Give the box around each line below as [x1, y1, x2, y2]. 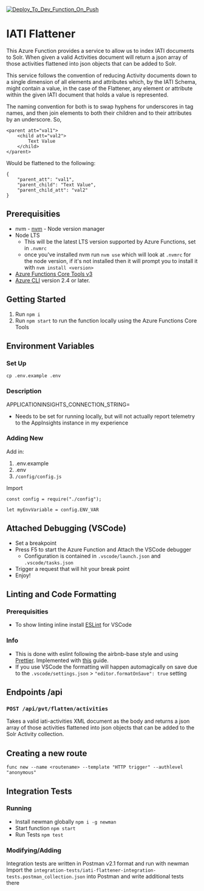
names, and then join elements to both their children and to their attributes [6, 109, 192, 117]
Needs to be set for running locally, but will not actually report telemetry [15, 412, 195, 420]
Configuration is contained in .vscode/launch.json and [24, 552, 161, 559]
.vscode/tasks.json [24, 559, 74, 566]
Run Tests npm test [15, 831, 64, 838]
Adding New [6, 434, 44, 443]
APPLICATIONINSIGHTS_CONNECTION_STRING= [6, 401, 131, 408]
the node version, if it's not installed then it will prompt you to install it [24, 257, 198, 264]
